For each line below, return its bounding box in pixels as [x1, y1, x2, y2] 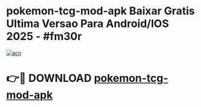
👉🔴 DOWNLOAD [6, 72, 92, 85]
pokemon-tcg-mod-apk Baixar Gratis [6, 4, 195, 18]
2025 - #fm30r [6, 30, 82, 43]
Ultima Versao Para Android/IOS [6, 17, 169, 30]
